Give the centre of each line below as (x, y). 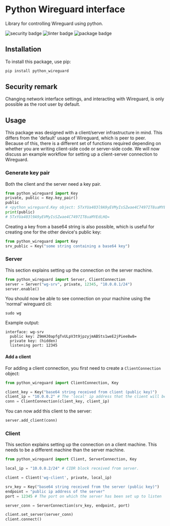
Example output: (22, 323)
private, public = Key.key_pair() (42, 198)
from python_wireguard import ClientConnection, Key (62, 383)
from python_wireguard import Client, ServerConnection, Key (71, 459)
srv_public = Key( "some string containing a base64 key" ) (68, 246)
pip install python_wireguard (37, 71)
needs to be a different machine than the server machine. (65, 450)
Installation (23, 49)
